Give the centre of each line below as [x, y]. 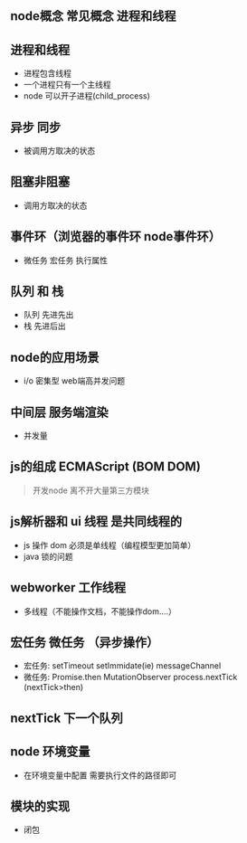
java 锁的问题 [48, 556]
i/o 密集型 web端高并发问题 [74, 381]
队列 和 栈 [37, 292]
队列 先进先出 [48, 315]
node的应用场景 [55, 357]
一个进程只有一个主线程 [67, 85]
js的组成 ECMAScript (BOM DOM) [106, 467]
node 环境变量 [50, 752]
